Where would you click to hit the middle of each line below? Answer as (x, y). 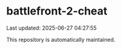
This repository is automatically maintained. (61, 39)
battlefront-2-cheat (57, 11)
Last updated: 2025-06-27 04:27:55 (52, 28)
